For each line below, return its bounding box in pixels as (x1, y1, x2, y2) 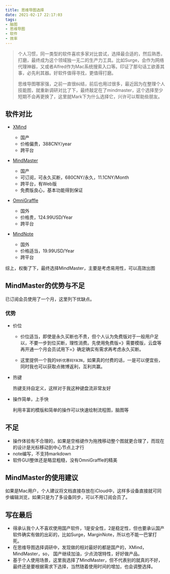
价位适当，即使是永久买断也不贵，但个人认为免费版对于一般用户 (20, 333, 154, 339)
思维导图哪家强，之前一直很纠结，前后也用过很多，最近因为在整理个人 (17, 80, 165, 87)
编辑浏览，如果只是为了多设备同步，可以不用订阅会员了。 (9, 494, 130, 500)
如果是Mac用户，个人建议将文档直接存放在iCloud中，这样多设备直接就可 (5, 488, 157, 494)
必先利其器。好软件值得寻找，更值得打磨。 (26, 70, 116, 76)
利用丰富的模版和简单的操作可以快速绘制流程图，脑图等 (12, 407, 129, 413)
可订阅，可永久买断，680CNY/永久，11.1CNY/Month (20, 174, 129, 180)
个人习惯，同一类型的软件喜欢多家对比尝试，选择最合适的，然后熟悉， (17, 51, 165, 57)
